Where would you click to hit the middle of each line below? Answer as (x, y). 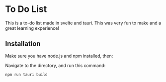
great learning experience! (32, 28)
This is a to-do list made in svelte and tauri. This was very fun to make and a (83, 23)
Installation (23, 44)
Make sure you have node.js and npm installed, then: (59, 56)
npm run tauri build (27, 75)
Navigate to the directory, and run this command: (55, 65)
